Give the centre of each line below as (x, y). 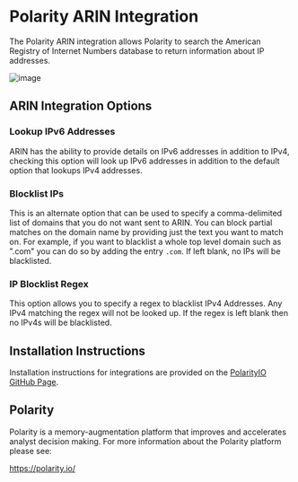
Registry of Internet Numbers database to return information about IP (137, 50)
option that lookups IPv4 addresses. (76, 170)
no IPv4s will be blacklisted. (61, 323)
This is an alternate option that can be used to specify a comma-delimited (146, 213)
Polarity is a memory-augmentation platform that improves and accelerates (148, 432)
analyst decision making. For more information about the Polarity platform (145, 441)
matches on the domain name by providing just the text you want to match (147, 232)
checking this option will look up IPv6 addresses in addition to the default (145, 161)
